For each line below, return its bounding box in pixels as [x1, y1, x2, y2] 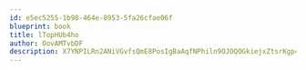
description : [9, 47, 59, 56]
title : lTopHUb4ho [9, 30, 79, 39]
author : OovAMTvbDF [9, 38, 84, 48]
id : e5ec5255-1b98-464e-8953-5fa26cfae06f [9, 13, 173, 23]
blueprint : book [9, 22, 71, 31]
